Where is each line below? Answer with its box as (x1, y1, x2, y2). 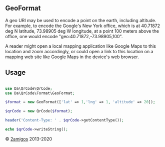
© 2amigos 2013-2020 (5, 135, 52, 142)
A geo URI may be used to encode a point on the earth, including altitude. (5, 17, 156, 23)
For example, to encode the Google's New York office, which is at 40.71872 (5, 23, 160, 29)
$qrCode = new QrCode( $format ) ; (5, 109, 72, 114)
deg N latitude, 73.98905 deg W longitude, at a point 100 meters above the (5, 28, 159, 34)
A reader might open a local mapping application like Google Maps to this (5, 43, 156, 49)
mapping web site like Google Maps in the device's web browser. (5, 54, 139, 60)
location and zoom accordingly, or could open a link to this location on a (5, 48, 153, 54)
